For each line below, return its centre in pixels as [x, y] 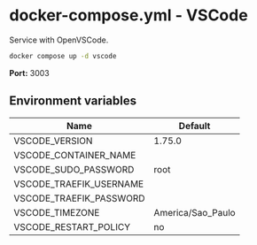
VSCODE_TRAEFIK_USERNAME [79, 184]
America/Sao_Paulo [195, 212]
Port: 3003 [30, 73]
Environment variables [73, 101]
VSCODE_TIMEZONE [57, 212]
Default [195, 126]
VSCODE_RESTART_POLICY [72, 226]
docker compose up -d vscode [63, 56]
